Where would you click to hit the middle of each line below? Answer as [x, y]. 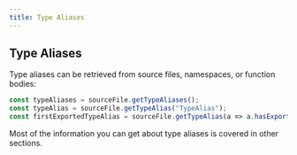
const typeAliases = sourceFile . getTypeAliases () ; [104, 100]
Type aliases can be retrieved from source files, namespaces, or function [142, 74]
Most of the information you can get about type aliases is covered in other [144, 134]
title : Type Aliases [47, 17]
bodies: [23, 84]
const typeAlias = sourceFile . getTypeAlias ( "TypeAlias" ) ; [118, 108]
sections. [26, 143]
